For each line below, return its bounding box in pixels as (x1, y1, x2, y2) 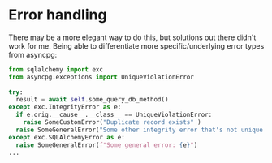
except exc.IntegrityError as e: (8, 103, 122, 111)
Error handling (8, 6, 107, 24)
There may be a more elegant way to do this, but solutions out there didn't (8, 32, 257, 42)
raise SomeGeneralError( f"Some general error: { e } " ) (15, 140, 198, 149)
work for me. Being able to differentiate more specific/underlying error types (8, 41, 265, 50)
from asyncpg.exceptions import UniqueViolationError (8, 73, 195, 81)
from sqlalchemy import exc (8, 65, 104, 74)
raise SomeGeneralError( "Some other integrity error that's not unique (15, 126, 264, 134)
